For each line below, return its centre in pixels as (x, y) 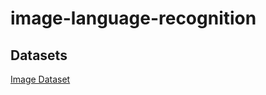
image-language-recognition (133, 18)
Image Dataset (40, 79)
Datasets (39, 55)
